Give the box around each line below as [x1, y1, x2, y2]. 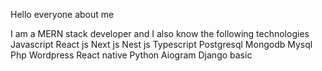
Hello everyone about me [10, 9, 115, 20]
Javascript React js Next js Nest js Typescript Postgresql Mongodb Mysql [10, 39, 313, 50]
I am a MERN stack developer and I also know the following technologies [10, 28, 310, 39]
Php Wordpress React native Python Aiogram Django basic [10, 49, 253, 61]
